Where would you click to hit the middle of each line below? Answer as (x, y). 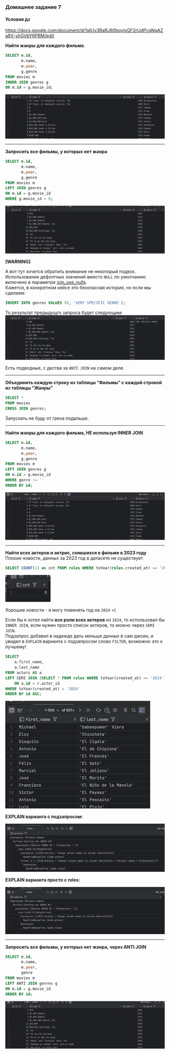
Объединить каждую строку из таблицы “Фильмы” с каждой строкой (83, 383)
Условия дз (18, 19)
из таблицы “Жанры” (29, 388)
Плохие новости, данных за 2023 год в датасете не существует (74, 558)
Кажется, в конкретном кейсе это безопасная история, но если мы (78, 288)
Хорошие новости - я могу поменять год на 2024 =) (61, 610)
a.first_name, (29, 662)
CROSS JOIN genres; (26, 409)
